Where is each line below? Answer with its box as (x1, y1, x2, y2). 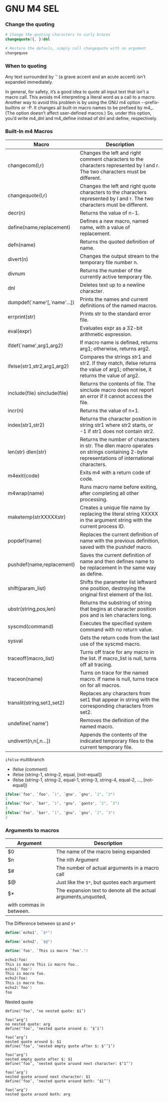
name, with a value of (79, 224, 130, 231)
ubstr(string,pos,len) (7, 605, 56, 612)
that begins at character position (79, 605, 156, 612)
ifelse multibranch (5, 756, 45, 762)
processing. (79, 496, 107, 503)
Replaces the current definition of (79, 531, 158, 538)
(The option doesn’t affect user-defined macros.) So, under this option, (5, 110, 151, 116)
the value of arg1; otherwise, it (79, 366, 151, 373)
